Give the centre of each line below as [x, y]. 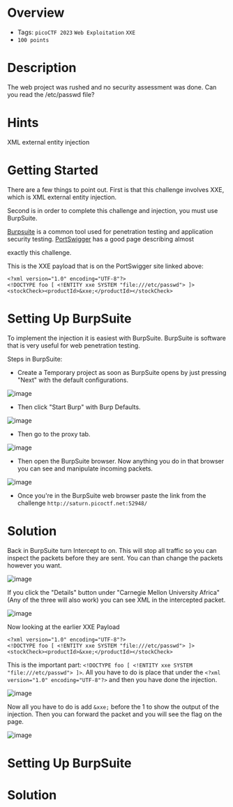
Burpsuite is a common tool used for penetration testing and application [110, 231]
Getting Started [53, 170]
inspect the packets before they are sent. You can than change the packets [115, 558]
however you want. [35, 565]
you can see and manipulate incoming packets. [85, 468]
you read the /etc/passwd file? [51, 94]
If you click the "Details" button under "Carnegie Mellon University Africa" [113, 592]
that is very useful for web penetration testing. [74, 345]
